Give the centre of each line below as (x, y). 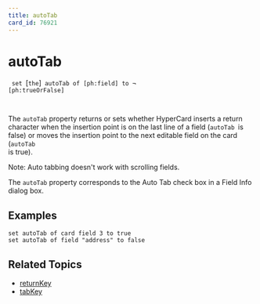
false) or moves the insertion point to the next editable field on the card (123, 136)
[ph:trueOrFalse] (36, 91)
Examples (32, 215)
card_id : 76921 (33, 23)
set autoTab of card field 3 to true (70, 233)
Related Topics (45, 264)
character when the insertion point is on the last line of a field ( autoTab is (126, 127)
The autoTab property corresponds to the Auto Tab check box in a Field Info (130, 183)
